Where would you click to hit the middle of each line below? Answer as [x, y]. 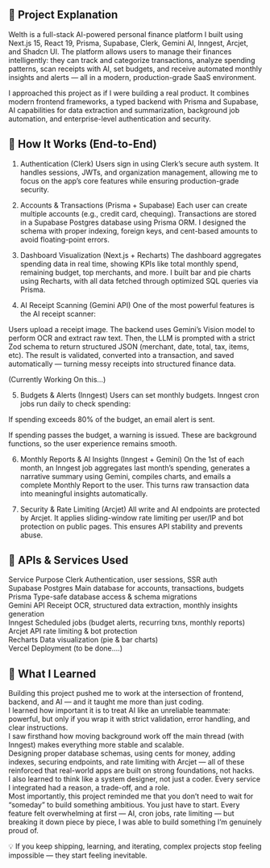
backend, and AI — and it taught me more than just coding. [106, 702]
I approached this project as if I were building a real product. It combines [129, 93]
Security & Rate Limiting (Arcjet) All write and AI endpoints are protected [140, 509]
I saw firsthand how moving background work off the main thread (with [126, 736]
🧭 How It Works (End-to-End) [83, 144]
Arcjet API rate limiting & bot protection [73, 631]
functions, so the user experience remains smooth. [93, 443]
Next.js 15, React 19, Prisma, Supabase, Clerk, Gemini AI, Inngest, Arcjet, [128, 43]
